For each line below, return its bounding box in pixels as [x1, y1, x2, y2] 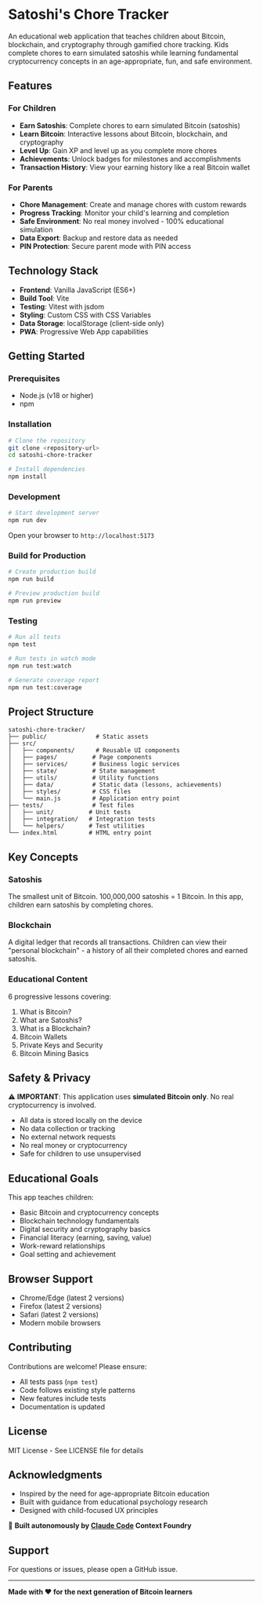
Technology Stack [8, 265, 99, 278]
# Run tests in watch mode [8, 654, 96, 663]
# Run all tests [8, 634, 61, 641]
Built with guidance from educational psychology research [19, 1497, 208, 1507]
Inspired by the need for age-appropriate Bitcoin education [19, 1489, 210, 1499]
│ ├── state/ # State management [8, 767, 156, 775]
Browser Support [8, 1272, 94, 1285]
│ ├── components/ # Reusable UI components [8, 747, 180, 755]
